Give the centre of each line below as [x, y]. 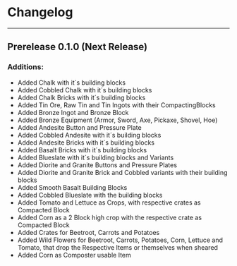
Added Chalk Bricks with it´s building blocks [81, 97]
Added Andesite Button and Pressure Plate [80, 127]
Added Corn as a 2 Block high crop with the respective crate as [110, 217]
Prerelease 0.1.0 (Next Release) [78, 47]
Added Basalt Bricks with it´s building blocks [82, 150]
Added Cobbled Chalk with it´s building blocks [85, 90]
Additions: [26, 67]
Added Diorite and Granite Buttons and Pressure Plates [97, 165]
